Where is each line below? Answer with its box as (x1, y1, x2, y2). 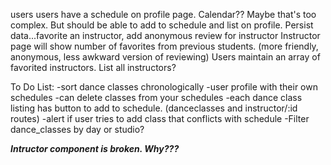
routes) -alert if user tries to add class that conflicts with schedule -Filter (10, 113, 310, 124)
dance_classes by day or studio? (10, 124, 145, 135)
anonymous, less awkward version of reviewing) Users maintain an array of (10, 51, 321, 63)
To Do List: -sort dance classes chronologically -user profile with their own (10, 81, 318, 93)
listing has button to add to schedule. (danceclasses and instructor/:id (10, 102, 298, 114)
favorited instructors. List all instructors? (10, 62, 177, 73)
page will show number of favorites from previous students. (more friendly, (10, 40, 319, 52)
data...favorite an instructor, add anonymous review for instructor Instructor (10, 30, 321, 41)
